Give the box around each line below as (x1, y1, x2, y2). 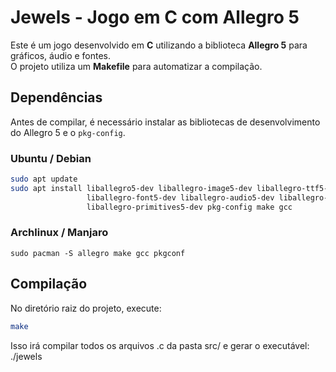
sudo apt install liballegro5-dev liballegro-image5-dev (10, 183, 253, 193)
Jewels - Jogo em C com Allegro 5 (10, 6, 300, 29)
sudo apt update (10, 174, 78, 185)
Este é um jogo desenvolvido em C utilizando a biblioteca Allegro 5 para (10, 39, 308, 51)
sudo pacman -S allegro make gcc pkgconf (10, 248, 186, 258)
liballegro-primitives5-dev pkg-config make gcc (86, 202, 293, 212)
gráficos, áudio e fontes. (10, 49, 112, 61)
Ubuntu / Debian (10, 151, 92, 165)
